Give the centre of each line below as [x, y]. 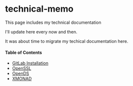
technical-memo [39, 9]
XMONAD [22, 79]
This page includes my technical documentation [53, 22]
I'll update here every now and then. [41, 32]
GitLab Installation [30, 63]
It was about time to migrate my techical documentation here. [66, 41]
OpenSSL [22, 69]
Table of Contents [24, 52]
